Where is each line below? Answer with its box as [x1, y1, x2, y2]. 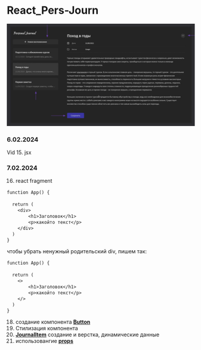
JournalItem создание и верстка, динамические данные [15, 331, 160, 338]
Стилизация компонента [15, 325, 78, 332]
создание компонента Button [15, 318, 91, 326]
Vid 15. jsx [7, 149, 32, 156]
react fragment [15, 177, 52, 185]
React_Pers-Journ [7, 4, 99, 17]
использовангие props [15, 337, 74, 345]
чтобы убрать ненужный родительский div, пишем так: [7, 248, 147, 255]
